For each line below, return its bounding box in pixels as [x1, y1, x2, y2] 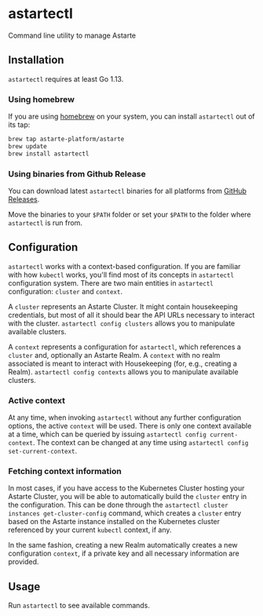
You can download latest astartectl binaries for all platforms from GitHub [8, 186, 247, 195]
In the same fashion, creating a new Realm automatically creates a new [8, 541, 238, 550]
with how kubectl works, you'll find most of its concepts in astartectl [8, 270, 234, 279]
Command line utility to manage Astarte [8, 31, 137, 40]
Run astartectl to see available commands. [8, 601, 151, 611]
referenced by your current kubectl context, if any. [8, 525, 172, 534]
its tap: [8, 120, 31, 129]
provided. [8, 557, 39, 567]
